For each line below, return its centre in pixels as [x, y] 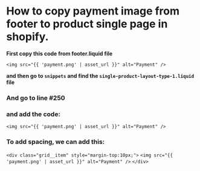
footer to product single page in [87, 24]
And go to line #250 [36, 98]
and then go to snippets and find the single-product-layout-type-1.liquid [100, 76]
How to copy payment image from [93, 11]
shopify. [27, 37]
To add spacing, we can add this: [56, 142]
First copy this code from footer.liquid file [60, 53]
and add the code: [33, 114]
